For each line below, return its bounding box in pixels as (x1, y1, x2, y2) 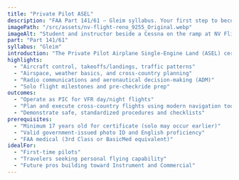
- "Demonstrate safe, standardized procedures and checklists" (14, 109, 205, 116)
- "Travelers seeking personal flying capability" (14, 155, 167, 163)
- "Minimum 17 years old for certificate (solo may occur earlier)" (14, 122, 221, 130)
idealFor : (7, 142, 37, 150)
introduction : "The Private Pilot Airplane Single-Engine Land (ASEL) (7, 50, 221, 57)
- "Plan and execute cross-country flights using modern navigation (14, 103, 221, 110)
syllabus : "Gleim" (7, 43, 62, 50)
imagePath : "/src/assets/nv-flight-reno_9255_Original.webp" (7, 23, 193, 30)
